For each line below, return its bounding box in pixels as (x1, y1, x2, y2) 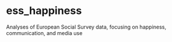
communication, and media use (6, 29, 83, 36)
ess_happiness (6, 4, 82, 17)
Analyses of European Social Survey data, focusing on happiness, (6, 23, 167, 30)
